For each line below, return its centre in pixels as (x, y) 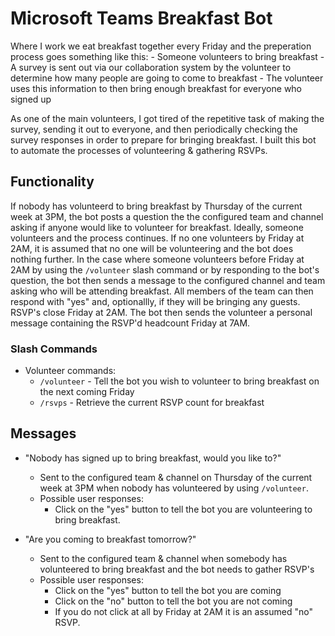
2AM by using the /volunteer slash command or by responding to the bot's (165, 269)
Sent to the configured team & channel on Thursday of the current (176, 477)
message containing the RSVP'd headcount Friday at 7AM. (130, 323)
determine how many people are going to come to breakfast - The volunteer (167, 78)
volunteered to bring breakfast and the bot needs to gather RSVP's (177, 569)
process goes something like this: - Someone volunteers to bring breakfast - (167, 56)
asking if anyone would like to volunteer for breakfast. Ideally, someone (157, 227)
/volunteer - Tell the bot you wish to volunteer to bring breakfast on (179, 381)
